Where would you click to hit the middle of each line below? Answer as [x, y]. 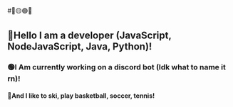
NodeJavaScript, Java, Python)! [80, 46]
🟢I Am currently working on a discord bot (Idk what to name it [116, 67]
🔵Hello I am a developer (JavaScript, [89, 36]
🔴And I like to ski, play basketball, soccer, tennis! [81, 96]
